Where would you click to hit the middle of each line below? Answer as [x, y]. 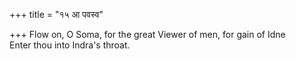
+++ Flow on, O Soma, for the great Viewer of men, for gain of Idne [147, 34]
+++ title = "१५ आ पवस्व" [56, 14]
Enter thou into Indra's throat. [70, 45]
